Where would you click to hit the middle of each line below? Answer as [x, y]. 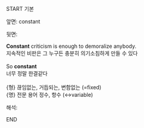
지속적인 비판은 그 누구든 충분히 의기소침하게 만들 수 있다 [72, 53]
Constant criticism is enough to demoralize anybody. [71, 46]
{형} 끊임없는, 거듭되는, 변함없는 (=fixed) [54, 87]
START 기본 [20, 9]
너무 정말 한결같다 [27, 73]
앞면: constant [23, 22]
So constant [21, 66]
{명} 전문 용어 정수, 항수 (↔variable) [50, 95]
